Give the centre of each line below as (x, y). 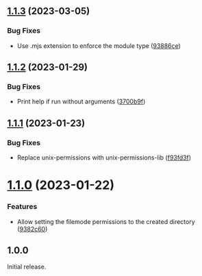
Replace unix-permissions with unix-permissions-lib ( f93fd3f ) (104, 158)
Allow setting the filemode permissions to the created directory (106, 221)
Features (22, 207)
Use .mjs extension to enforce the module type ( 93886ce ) (99, 46)
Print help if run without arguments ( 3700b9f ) (81, 101)
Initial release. (27, 267)
